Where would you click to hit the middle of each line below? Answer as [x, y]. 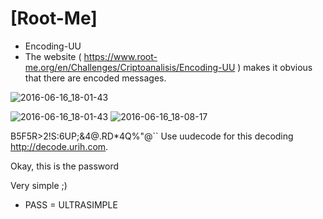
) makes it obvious [275, 67]
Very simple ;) [39, 185]
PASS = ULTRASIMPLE [71, 204]
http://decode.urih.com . [59, 146]
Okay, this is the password [65, 166]
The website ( [53, 56]
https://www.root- [120, 56]
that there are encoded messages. [95, 78]
